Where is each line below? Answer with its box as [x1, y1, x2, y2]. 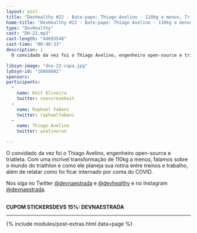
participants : [6, 79, 41, 85]
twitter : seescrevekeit [16, 96, 75, 102]
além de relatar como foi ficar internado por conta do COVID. [6, 168, 154, 175]
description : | [6, 47, 43, 53]
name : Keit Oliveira [16, 90, 67, 96]
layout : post [6, 8, 38, 15]
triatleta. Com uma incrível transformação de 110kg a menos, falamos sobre [6, 156, 188, 163]
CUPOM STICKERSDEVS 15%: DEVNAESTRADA [6, 204, 124, 210]
